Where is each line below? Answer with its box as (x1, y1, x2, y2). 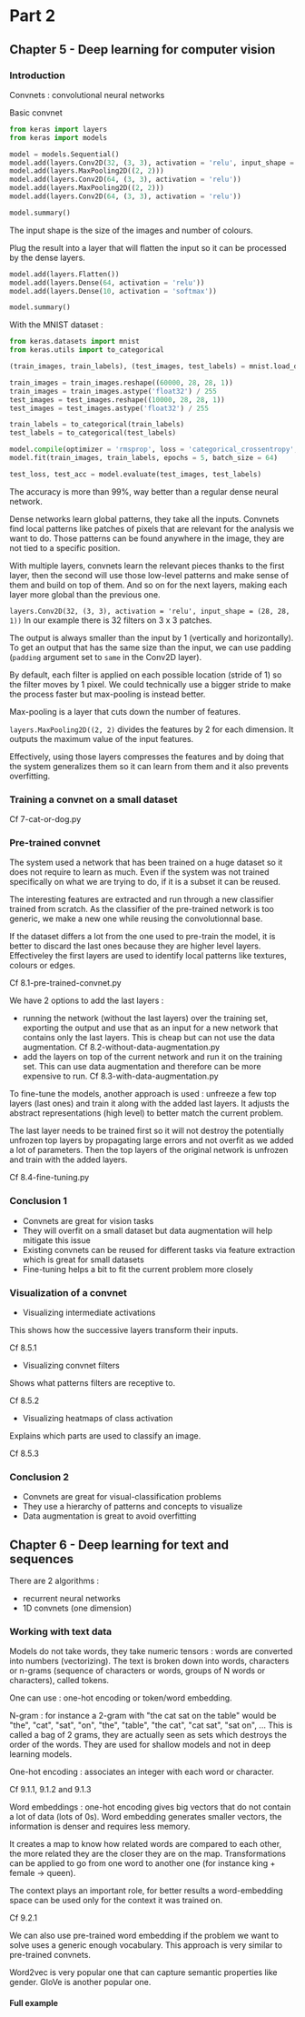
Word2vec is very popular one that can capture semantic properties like (9, 1967, 278, 1978)
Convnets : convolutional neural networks (9, 89, 165, 100)
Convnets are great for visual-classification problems (22, 1491, 222, 1502)
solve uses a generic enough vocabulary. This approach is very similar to (9, 1940, 283, 1951)
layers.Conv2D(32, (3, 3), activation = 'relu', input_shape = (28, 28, (9, 607, 290, 616)
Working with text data (9, 1625, 113, 1638)
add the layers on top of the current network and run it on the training (22, 1051, 283, 1062)
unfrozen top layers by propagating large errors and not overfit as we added (9, 1135, 294, 1146)
